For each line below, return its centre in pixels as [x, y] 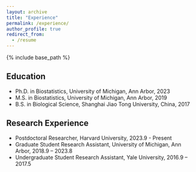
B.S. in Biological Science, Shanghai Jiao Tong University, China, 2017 [102, 104]
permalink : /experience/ [38, 23]
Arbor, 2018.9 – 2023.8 [44, 151]
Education [26, 77]
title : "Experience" [32, 18]
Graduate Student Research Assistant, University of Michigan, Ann [98, 144]
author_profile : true [34, 29]
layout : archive [27, 12]
